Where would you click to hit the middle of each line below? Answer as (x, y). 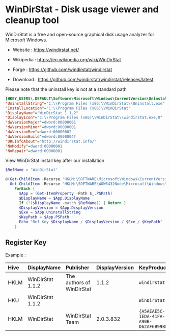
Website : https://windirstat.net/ (46, 50)
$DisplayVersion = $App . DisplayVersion (61, 208)
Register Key (26, 243)
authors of (78, 282)
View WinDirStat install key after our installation (55, 161)
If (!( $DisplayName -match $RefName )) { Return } (72, 203)
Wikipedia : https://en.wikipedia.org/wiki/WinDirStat (67, 59)
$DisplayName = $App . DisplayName (54, 198)
